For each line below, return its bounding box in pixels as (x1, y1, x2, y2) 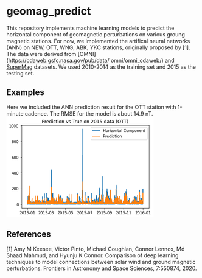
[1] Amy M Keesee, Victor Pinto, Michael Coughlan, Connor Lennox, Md (6, 245, 185, 252)
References (6, 229, 51, 240)
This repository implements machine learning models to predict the (6, 24, 175, 32)
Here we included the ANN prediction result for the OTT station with (6, 103, 176, 111)
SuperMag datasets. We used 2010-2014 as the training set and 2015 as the (6, 63, 197, 71)
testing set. (6, 69, 35, 77)
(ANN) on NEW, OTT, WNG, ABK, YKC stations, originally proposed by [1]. (6, 44, 190, 51)
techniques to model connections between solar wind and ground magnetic (6, 258, 196, 265)
